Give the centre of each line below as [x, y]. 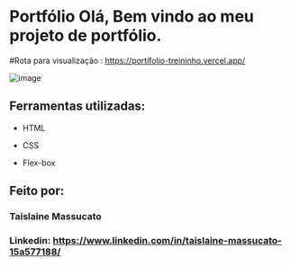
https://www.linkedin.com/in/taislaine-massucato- [167, 240]
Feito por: [37, 191]
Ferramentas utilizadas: [77, 106]
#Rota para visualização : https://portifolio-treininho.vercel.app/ [127, 60]
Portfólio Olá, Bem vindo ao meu [132, 17]
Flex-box [39, 163]
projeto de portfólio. [86, 35]
